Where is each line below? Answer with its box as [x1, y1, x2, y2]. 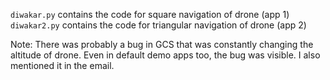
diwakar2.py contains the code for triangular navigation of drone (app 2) [10, 19, 307, 31]
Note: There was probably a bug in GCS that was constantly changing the [10, 39, 314, 50]
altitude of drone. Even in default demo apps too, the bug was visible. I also [10, 49, 321, 61]
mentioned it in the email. [10, 60, 115, 71]
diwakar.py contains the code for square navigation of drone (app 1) [10, 9, 290, 20]
